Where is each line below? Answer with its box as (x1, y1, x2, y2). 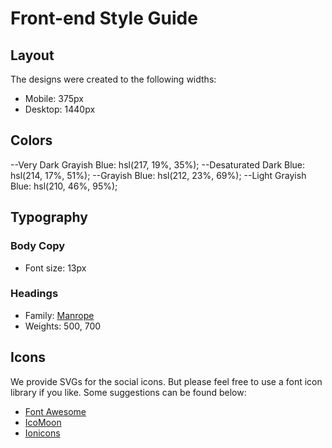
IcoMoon (24, 416, 62, 428)
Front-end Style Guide (10, 7, 198, 30)
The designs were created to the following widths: (10, 73, 217, 85)
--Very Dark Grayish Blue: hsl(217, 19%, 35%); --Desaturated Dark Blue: (10, 158, 306, 171)
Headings (10, 287, 59, 301)
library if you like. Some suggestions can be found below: (10, 386, 247, 398)
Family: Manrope (24, 309, 95, 321)
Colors (10, 132, 53, 149)
